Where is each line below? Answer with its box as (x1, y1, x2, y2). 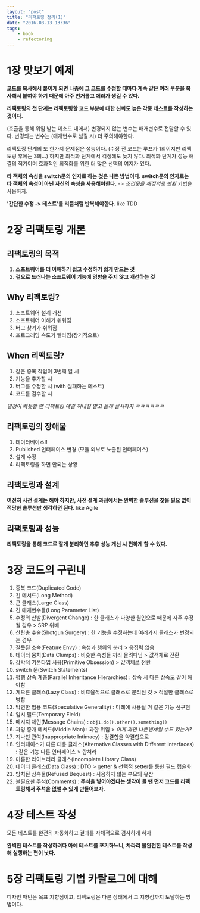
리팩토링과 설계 (7, 480, 60, 490)
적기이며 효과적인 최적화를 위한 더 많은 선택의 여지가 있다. (17, 160, 151, 167)
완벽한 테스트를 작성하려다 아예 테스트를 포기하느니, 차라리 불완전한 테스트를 (7, 842, 182, 849)
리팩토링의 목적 (7, 248, 60, 259)
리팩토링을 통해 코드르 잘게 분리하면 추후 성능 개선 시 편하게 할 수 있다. (7, 540, 167, 547)
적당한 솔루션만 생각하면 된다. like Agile (7, 504, 99, 512)
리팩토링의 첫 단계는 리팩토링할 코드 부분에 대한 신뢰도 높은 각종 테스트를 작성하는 (7, 105, 193, 112)
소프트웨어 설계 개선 (15, 309, 62, 316)
